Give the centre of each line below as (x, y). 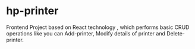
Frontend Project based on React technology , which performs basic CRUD (98, 27)
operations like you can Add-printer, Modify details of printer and (86, 33)
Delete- (176, 33)
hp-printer (32, 11)
